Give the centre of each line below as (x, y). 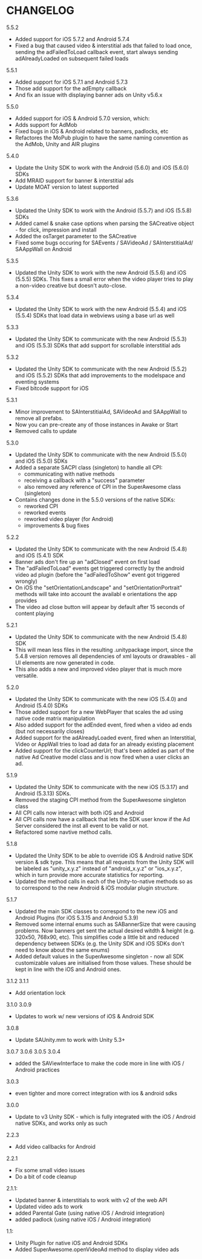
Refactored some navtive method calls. (64, 832)
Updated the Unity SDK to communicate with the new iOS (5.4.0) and (101, 699)
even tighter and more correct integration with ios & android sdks (96, 1093)
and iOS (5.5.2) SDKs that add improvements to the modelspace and (100, 375)
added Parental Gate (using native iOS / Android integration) (90, 1213)
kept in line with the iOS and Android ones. (68, 969)
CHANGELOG (40, 11)
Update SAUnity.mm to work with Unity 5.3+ (70, 1039)
